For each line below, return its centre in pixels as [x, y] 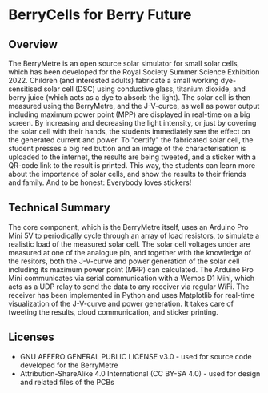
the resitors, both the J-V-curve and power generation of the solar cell [124, 261]
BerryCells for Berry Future [100, 15]
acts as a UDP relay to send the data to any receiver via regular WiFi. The [129, 287]
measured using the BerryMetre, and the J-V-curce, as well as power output [134, 106]
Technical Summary [59, 208]
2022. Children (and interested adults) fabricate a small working [114, 80]
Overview [33, 44]
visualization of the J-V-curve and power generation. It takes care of [121, 303]
